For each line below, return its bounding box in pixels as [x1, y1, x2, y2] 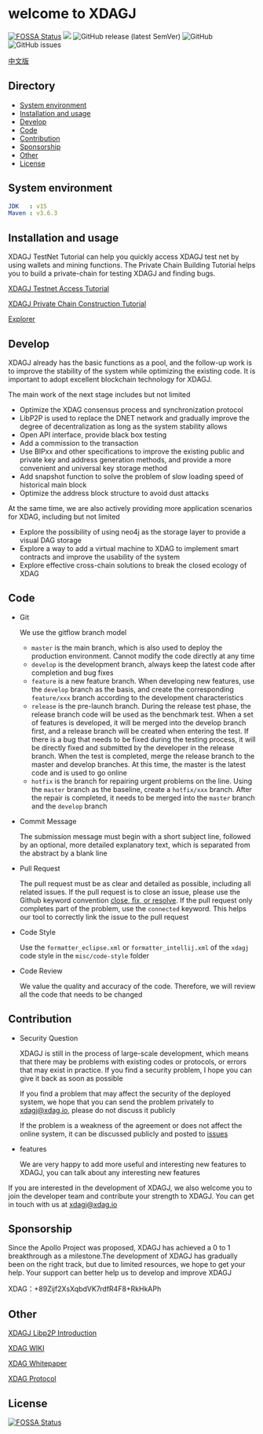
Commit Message [19, 816, 77, 826]
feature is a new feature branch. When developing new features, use [31, 676, 255, 685]
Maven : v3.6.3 [8, 210, 58, 217]
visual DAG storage [19, 535, 82, 545]
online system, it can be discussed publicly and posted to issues [19, 1129, 228, 1138]
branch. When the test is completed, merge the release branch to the [31, 751, 255, 761]
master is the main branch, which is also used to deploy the [31, 643, 222, 652]
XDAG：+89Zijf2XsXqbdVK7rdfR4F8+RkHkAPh [8, 1284, 162, 1294]
